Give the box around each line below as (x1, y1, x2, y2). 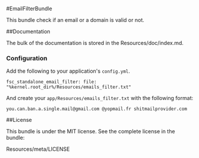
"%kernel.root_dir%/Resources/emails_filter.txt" (6, 84, 132, 91)
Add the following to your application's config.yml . (6, 67, 131, 75)
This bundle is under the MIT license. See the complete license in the (6, 128, 175, 135)
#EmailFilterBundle (6, 5, 52, 12)
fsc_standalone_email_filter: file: (6, 79, 97, 85)
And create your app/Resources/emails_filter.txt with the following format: (6, 95, 194, 102)
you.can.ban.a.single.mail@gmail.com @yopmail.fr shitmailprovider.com (6, 106, 187, 112)
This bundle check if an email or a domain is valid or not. (6, 17, 144, 23)
